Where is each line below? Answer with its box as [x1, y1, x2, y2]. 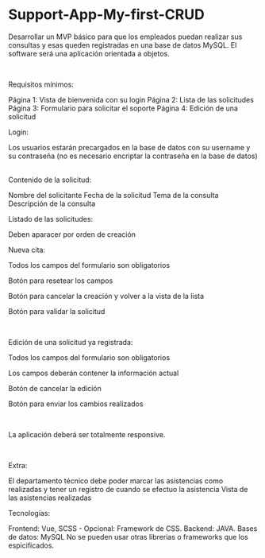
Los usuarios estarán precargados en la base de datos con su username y [8, 142, 251, 152]
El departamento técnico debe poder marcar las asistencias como [8, 475, 224, 486]
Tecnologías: [8, 508, 50, 517]
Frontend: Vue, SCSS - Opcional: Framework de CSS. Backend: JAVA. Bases [8, 523, 258, 533]
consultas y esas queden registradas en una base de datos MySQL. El [8, 40, 237, 49]
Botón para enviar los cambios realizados [8, 399, 144, 409]
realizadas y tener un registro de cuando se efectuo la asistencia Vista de [8, 484, 248, 494]
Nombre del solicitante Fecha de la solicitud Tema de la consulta [8, 190, 219, 200]
